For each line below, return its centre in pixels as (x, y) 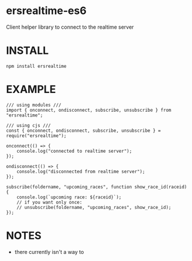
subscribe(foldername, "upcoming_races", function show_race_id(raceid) (97, 187)
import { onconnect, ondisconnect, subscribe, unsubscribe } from (89, 110)
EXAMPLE (31, 90)
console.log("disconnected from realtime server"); (81, 171)
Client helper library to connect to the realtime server (70, 27)
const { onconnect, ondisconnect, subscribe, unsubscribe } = (83, 130)
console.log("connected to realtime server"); (74, 151)
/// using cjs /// (28, 125)
